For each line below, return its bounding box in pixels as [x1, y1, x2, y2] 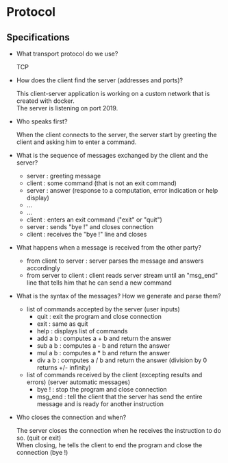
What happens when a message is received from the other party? [16, 244, 202, 251]
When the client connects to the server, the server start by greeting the [16, 131, 217, 139]
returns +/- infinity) [36, 364, 91, 371]
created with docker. [16, 97, 75, 105]
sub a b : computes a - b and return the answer [36, 342, 170, 350]
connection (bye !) [16, 449, 68, 456]
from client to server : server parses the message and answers [26, 257, 204, 265]
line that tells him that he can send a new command [26, 278, 172, 287]
